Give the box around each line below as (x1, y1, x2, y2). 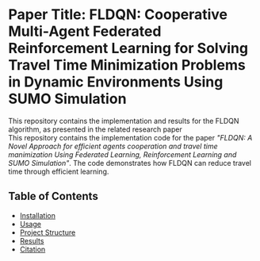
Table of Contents (8, 190, 99, 203)
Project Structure (19, 228, 76, 237)
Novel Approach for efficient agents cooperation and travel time (8, 141, 218, 151)
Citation (19, 244, 46, 254)
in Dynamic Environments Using (8, 73, 224, 91)
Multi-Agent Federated (8, 22, 162, 40)
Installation (19, 210, 56, 220)
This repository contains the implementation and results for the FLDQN (8, 116, 239, 125)
